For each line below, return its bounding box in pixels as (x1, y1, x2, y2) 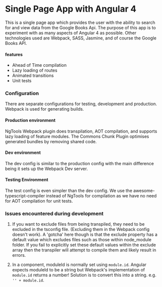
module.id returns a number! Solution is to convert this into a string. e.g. (12, 272, 157, 278)
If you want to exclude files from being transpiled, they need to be (12, 221, 145, 227)
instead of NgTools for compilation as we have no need (46, 193, 157, 199)
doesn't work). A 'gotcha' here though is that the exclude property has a (12, 231, 158, 237)
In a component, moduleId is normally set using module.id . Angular (12, 262, 147, 268)
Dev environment (5, 150, 41, 155)
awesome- (133, 188, 155, 193)
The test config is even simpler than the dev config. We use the (5, 188, 133, 193)
